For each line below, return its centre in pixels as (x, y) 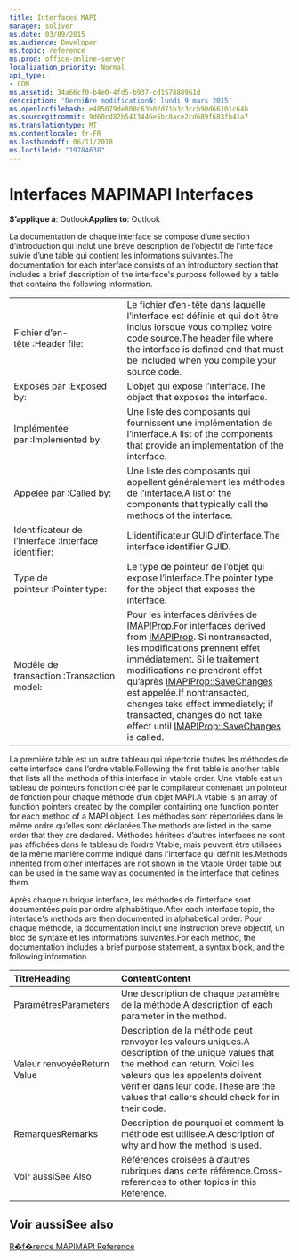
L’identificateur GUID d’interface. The (203, 535)
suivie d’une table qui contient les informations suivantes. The (121, 255)
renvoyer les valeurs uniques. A (185, 1042)
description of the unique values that (197, 1052)
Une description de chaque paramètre (200, 993)
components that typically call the (198, 504)
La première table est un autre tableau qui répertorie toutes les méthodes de (149, 759)
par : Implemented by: (58, 440)
